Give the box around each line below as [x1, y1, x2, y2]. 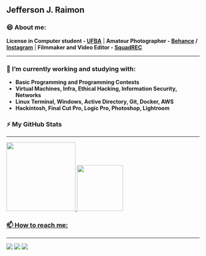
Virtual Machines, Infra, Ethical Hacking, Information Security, [15, 85, 177, 92]
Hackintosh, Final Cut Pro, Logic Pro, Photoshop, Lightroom [15, 104, 170, 112]
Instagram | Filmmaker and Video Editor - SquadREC [6, 43, 142, 51]
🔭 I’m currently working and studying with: [6, 64, 136, 73]
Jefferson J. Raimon [6, 5, 85, 15]
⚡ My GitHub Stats [6, 120, 63, 128]
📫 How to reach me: [6, 221, 69, 230]
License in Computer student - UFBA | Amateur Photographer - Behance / [6, 37, 198, 45]
